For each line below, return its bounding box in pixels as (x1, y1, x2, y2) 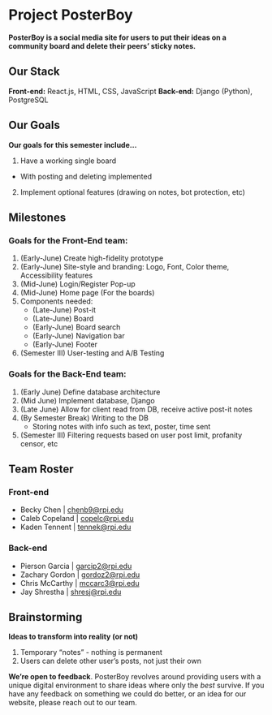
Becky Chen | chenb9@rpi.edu (19, 505, 124, 515)
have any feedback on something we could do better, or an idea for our (8, 689, 247, 699)
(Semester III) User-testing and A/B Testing (19, 348, 165, 358)
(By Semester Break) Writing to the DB (19, 412, 149, 423)
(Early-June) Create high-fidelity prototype (19, 253, 164, 263)
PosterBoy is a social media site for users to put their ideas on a (8, 32, 227, 42)
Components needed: (19, 296, 93, 306)
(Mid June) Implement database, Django (19, 395, 156, 405)
